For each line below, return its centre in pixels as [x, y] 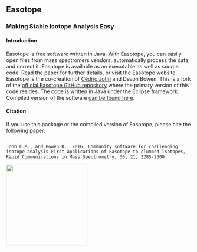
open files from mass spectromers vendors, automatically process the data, [98, 60]
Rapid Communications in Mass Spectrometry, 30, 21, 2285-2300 [86, 157]
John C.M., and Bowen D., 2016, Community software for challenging [92, 146]
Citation [16, 111]
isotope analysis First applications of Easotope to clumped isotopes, [96, 152]
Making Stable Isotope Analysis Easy [60, 27]
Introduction [22, 40]
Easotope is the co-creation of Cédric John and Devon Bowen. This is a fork [98, 78]
